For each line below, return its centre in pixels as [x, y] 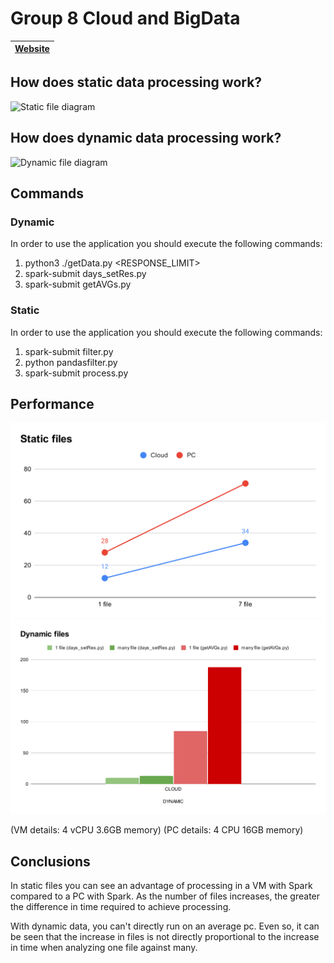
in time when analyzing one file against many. [104, 948]
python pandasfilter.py [71, 362]
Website [32, 49]
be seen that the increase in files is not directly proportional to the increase [165, 937]
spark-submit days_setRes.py [85, 274]
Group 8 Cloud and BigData [125, 18]
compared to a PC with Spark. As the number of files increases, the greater [165, 896]
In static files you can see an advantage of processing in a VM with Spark [161, 886]
